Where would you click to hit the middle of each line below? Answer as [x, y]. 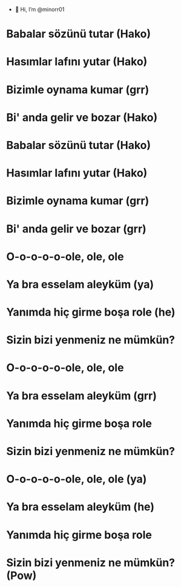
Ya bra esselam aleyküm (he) [80, 507]
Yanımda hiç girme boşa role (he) [91, 312]
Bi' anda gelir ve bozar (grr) [76, 229]
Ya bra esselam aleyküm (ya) [80, 284]
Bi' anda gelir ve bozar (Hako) [82, 117]
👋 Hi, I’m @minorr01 [40, 9]
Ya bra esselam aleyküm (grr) [82, 396]
